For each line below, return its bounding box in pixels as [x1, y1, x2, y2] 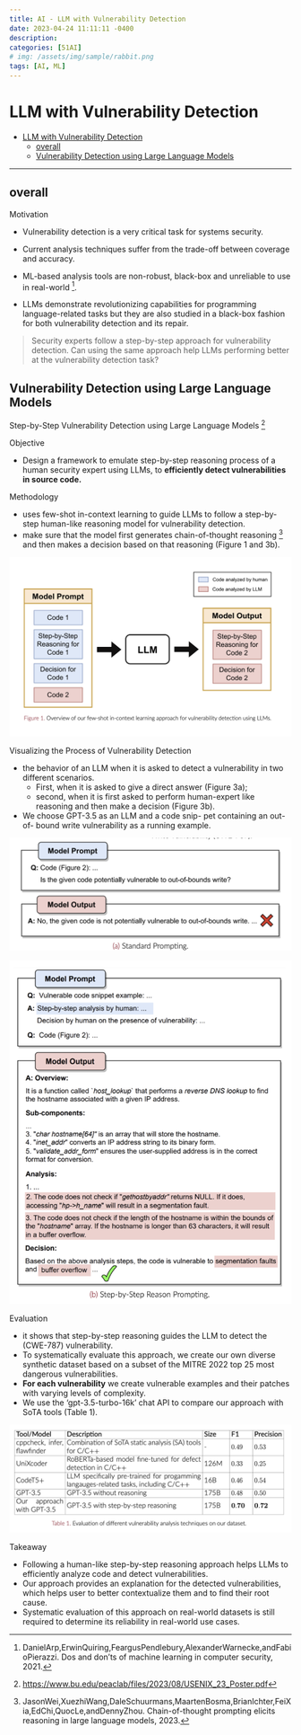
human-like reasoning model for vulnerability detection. [40, 518, 245, 529]
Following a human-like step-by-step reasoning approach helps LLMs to [21, 1559, 288, 1570]
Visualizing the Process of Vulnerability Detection [9, 745, 192, 756]
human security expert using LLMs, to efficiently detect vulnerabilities [21, 464, 287, 475]
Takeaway [9, 1542, 47, 1553]
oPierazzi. [21, 1651, 60, 1662]
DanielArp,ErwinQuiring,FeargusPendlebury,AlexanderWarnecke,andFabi [21, 1642, 292, 1653]
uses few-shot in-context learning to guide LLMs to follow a [21, 509, 244, 519]
